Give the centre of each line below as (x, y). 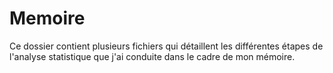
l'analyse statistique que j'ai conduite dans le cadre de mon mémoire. (152, 56)
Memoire (47, 18)
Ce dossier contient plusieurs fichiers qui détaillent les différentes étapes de (166, 46)
